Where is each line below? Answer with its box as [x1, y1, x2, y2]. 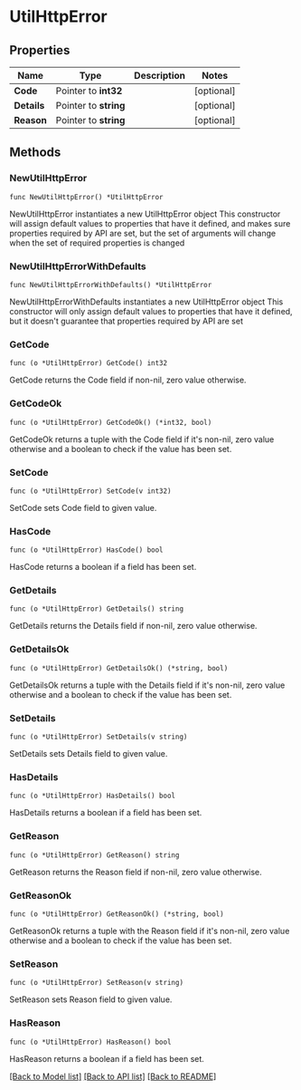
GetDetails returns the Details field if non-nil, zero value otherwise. [9, 621, 258, 632]
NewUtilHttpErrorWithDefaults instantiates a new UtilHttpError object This [9, 296, 284, 307]
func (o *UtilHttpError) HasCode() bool [9, 545, 165, 555]
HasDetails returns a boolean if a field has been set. [9, 807, 202, 818]
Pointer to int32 [55, 84, 123, 97]
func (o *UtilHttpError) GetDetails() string [9, 604, 183, 613]
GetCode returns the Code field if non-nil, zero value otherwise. [9, 374, 247, 386]
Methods [9, 145, 61, 160]
